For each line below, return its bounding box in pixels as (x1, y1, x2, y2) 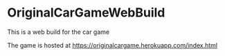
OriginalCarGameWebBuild (7, 5, 165, 21)
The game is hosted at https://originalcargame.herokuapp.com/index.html (7, 41, 218, 49)
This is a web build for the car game (7, 28, 109, 36)
